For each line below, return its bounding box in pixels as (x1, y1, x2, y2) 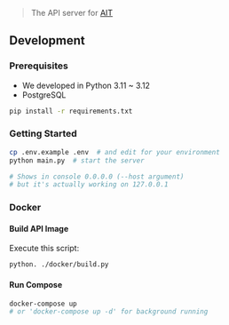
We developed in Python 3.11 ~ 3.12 (21, 80, 151, 91)
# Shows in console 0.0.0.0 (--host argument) (9, 172, 185, 181)
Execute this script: (9, 243, 80, 254)
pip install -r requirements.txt (9, 107, 133, 115)
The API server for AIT (30, 8, 114, 18)
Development (9, 33, 86, 48)
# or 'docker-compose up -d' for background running (9, 307, 209, 316)
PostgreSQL (21, 89, 67, 100)
